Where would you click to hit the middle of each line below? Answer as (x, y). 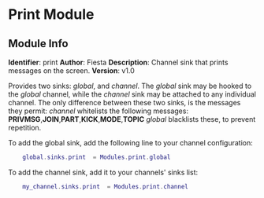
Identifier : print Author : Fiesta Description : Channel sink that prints (118, 62)
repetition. (25, 128)
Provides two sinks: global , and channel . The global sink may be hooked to (130, 86)
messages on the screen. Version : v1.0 (72, 71)
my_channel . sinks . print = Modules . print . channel (106, 186)
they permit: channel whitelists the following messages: (99, 111)
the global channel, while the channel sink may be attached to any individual (132, 94)
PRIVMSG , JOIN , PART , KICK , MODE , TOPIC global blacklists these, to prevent (132, 119)
